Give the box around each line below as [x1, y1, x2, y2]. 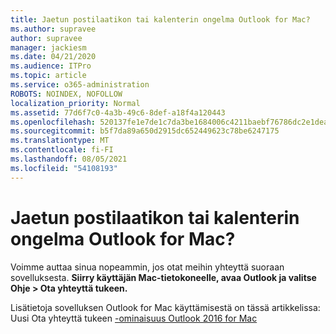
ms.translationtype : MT [10, 136, 110, 146]
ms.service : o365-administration [10, 80, 150, 90]
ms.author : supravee [10, 24, 97, 34]
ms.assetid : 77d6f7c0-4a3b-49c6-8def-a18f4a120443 [10, 107, 226, 118]
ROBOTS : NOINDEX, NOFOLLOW [10, 89, 123, 99]
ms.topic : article [10, 71, 87, 81]
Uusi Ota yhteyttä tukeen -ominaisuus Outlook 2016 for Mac [10, 312, 258, 324]
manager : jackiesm [10, 42, 87, 53]
